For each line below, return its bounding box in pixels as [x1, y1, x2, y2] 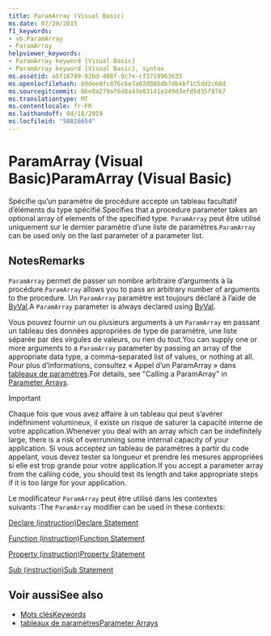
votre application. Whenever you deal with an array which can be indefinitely [8, 426, 262, 436]
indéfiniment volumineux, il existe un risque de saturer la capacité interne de [8, 417, 263, 427]
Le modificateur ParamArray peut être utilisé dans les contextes [8, 493, 218, 503]
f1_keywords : [8, 27, 53, 35]
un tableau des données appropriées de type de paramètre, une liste [8, 326, 238, 335]
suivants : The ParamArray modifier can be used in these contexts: [8, 502, 226, 511]
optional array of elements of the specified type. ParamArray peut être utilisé [8, 213, 261, 223]
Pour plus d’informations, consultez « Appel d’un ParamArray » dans [8, 360, 236, 369]
